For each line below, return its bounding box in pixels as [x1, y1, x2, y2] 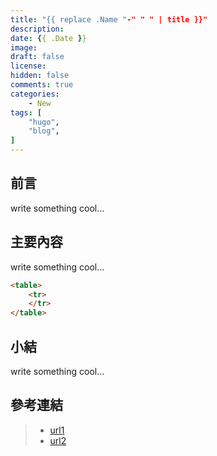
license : [10, 61, 47, 71]
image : [10, 42, 38, 53]
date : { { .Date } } [10, 33, 87, 43]
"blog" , [28, 126, 60, 136]
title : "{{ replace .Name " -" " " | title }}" [10, 14, 208, 25]
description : [10, 24, 65, 34]
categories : [10, 89, 60, 99]
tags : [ [10, 107, 43, 118]
